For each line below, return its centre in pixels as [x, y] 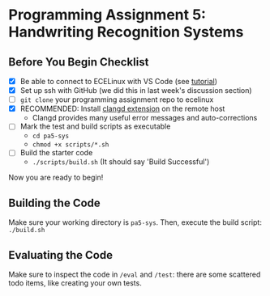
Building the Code [55, 203]
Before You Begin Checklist [79, 62]
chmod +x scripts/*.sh [71, 145]
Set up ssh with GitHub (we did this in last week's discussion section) [136, 91]
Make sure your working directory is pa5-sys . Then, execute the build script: [135, 222]
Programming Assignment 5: [107, 15]
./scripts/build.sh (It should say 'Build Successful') [121, 162]
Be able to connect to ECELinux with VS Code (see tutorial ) [118, 81]
